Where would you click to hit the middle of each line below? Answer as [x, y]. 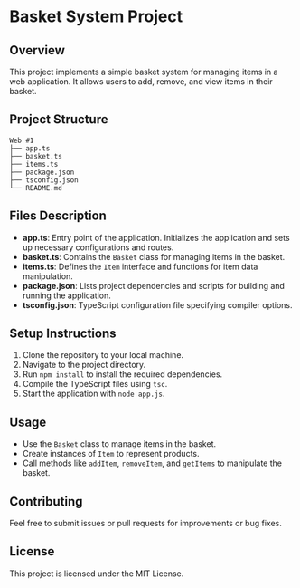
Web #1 [22, 140]
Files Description [58, 216]
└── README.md [36, 188]
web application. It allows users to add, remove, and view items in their [141, 82]
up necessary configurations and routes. [98, 247]
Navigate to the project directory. [84, 365]
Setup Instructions [63, 334]
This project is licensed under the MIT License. [97, 574]
